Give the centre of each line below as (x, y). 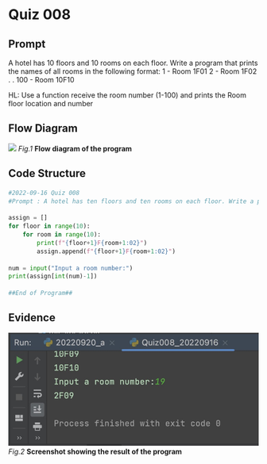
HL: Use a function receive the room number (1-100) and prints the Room (128, 95)
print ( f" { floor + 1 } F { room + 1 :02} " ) (92, 243)
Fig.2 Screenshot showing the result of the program (95, 451)
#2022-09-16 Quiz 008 (44, 193)
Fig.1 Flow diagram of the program (75, 148)
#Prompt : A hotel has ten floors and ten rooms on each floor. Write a (131, 201)
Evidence (32, 318)
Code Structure (47, 173)
